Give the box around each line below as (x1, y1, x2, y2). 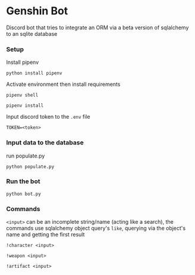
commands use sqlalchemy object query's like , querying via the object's (6, 225, 186, 232)
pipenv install (6, 103, 44, 109)
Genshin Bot (6, 4, 68, 18)
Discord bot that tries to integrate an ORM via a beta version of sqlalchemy (6, 24, 189, 31)
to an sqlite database (6, 30, 58, 37)
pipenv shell (6, 92, 39, 98)
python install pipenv (6, 70, 62, 76)
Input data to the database (6, 138, 84, 147)
